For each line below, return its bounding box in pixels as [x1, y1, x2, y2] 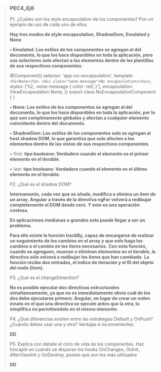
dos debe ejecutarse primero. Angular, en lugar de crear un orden [9, 295, 150, 301]
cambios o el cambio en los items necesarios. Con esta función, [9, 243, 147, 250]
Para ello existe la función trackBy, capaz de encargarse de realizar [9, 232, 154, 238]
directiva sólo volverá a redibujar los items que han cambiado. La [9, 254, 150, 260]
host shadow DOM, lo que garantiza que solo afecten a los [9, 136, 135, 142]
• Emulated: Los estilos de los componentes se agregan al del [9, 47, 141, 53]
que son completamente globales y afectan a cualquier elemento [9, 115, 149, 121]
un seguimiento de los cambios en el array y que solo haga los [9, 238, 143, 244]
